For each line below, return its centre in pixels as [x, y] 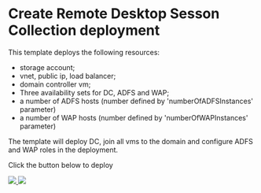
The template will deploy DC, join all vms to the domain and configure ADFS [130, 141]
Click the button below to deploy [61, 165]
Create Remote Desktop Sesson [114, 14]
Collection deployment [84, 30]
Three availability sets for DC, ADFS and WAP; [94, 92]
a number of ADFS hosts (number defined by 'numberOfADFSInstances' [136, 101]
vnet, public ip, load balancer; [68, 76]
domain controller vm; [55, 84]
